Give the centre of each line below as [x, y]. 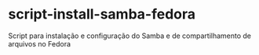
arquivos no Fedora [40, 43]
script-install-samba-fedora [102, 14]
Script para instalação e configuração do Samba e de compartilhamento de [130, 36]
